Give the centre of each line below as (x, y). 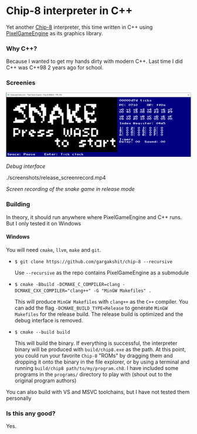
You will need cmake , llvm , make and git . (54, 250)
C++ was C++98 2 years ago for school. (55, 68)
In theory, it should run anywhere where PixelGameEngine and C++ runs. (94, 217)
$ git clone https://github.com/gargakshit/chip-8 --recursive (94, 262)
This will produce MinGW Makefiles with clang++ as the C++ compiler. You (101, 301)
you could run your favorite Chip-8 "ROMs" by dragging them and (94, 355)
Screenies (21, 83)
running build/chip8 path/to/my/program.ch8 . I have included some (96, 368)
